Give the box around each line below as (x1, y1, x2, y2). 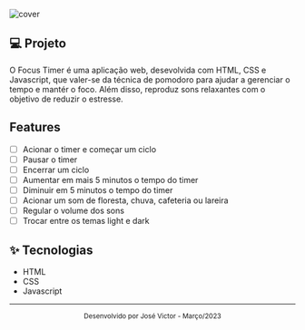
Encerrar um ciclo (22, 164, 90, 175)
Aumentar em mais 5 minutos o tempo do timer (22, 174, 199, 185)
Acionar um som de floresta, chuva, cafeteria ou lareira (22, 195, 229, 206)
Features (9, 120, 61, 135)
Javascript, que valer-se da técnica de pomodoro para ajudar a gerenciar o (9, 73, 290, 85)
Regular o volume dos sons (22, 205, 125, 216)
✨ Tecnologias (9, 242, 93, 257)
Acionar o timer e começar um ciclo (22, 143, 157, 154)
